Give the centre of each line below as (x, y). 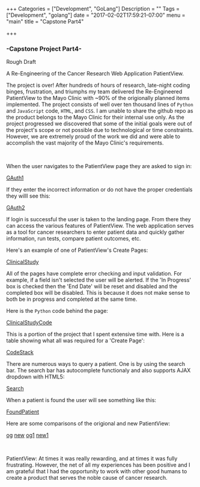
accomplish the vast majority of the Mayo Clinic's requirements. (85, 143)
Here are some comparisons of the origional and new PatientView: (88, 424)
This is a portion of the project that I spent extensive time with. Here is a (95, 335)
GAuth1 (15, 178)
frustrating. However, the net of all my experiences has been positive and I (98, 465)
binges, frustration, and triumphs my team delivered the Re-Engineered (94, 92)
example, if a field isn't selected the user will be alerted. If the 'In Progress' (99, 280)
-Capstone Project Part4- (44, 49)
